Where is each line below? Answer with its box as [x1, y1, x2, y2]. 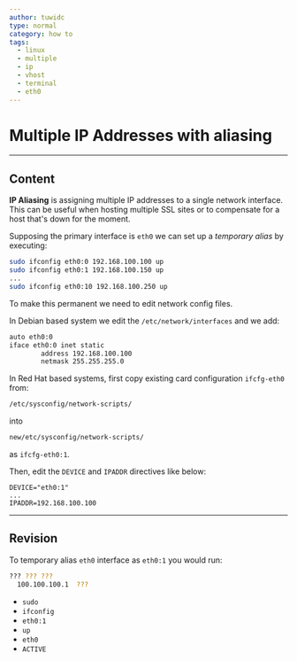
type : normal [9, 21, 57, 30]
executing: [9, 240, 48, 251]
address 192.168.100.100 [41, 349, 133, 358]
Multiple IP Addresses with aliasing [9, 125, 272, 145]
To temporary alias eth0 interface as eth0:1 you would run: [9, 555, 223, 565]
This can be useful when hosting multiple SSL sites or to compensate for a [9, 205, 280, 215]
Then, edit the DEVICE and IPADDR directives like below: [9, 466, 206, 477]
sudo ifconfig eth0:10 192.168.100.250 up [9, 282, 168, 291]
